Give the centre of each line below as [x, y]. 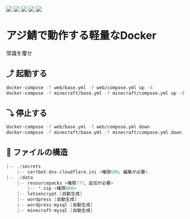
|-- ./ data [20, 178]
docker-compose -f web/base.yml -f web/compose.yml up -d [79, 88]
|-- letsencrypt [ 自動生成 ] [50, 194]
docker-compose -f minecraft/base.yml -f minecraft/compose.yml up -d [95, 93]
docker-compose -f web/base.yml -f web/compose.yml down [78, 127]
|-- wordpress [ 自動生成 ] [47, 199]
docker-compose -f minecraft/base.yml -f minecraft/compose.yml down [94, 133]
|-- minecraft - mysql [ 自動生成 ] [55, 210]
